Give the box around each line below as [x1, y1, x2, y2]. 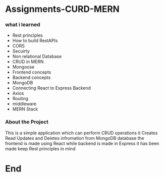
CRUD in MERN [12, 59, 44, 65]
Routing [12, 96, 29, 102]
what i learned [5, 21, 41, 28]
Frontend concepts [12, 69, 51, 75]
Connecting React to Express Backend [12, 85, 91, 91]
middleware [12, 101, 37, 107]
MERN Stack [12, 106, 38, 112]
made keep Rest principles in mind [5, 145, 76, 152]
